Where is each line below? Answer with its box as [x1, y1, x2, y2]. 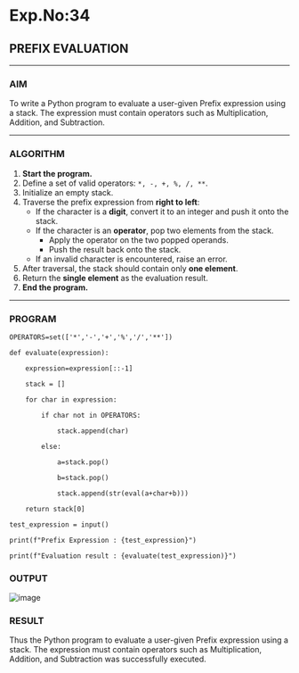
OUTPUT [9, 572, 48, 585]
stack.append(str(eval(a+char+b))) [56, 488, 190, 498]
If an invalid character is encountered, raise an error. [35, 253, 229, 264]
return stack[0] [25, 504, 86, 513]
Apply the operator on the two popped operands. [48, 234, 229, 245]
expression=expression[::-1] [25, 363, 133, 373]
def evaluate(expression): [9, 348, 109, 357]
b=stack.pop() [56, 473, 109, 482]
